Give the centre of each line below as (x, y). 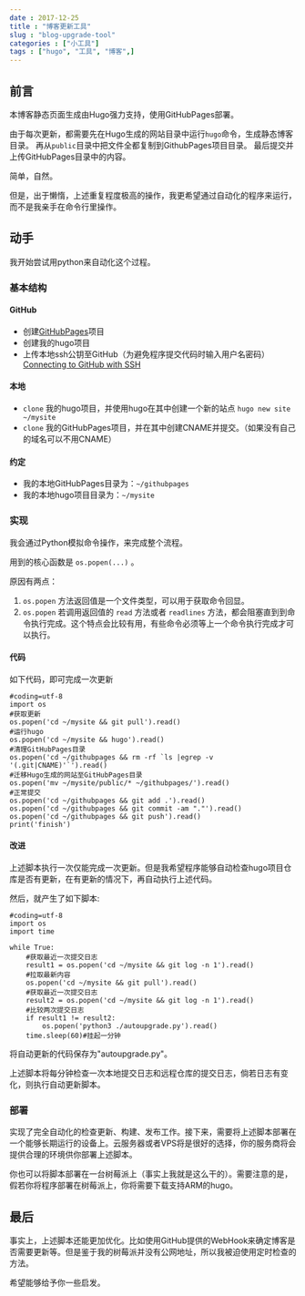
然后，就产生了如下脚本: (55, 898)
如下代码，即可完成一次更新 (61, 679)
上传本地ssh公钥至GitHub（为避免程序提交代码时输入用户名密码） (146, 354)
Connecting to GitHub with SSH (81, 364)
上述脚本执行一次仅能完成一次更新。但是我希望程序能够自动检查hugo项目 (147, 867)
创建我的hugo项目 (56, 342)
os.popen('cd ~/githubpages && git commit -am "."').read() (126, 808)
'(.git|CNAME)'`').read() (58, 765)
